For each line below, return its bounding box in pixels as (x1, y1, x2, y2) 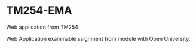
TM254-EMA (6, 4, 72, 17)
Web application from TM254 (6, 23, 79, 31)
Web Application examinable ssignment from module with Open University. (6, 35, 191, 42)
